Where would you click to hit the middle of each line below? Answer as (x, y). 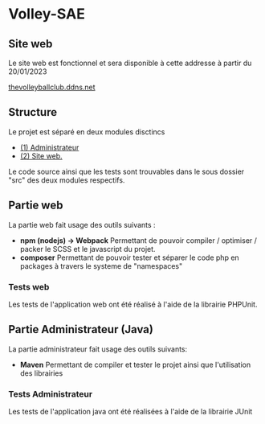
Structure (33, 112)
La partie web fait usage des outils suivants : (82, 224)
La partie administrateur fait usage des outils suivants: (98, 349)
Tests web (29, 286)
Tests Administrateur (51, 393)
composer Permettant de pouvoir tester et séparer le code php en (129, 257)
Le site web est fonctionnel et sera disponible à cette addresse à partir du (130, 63)
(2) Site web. (41, 156)
